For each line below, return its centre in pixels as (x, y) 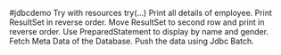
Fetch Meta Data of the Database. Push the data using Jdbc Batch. (132, 41)
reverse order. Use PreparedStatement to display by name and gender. (139, 31)
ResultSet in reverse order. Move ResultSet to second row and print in (137, 22)
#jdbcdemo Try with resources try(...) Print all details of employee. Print (140, 13)
